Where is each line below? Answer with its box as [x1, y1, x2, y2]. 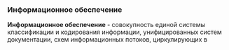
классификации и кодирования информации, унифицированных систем [7, 28, 222, 36]
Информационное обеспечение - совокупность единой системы [7, 21, 205, 29]
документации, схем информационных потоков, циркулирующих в [7, 35, 208, 44]
